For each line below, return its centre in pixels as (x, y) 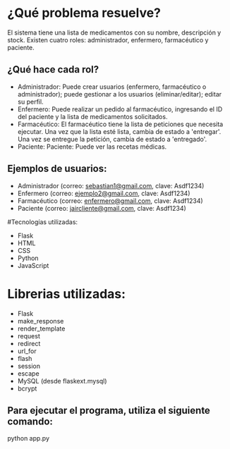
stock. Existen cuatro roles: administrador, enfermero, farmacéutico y (108, 39)
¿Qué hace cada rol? (53, 69)
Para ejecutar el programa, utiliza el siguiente (109, 410)
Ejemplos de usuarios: (57, 169)
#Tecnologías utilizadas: (43, 222)
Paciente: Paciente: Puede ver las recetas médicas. (92, 147)
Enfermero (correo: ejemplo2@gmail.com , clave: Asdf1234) (104, 193)
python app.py (29, 438)
